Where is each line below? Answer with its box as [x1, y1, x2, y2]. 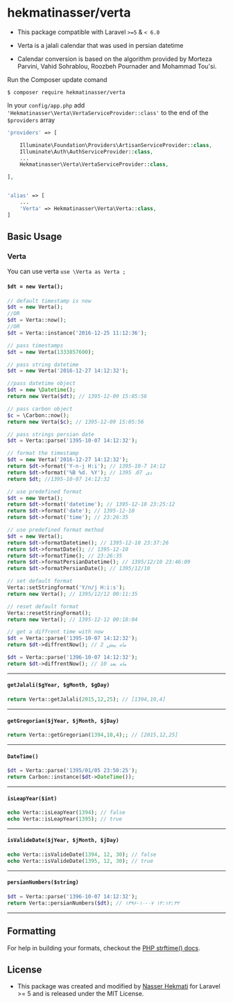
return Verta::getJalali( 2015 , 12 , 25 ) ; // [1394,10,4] [7, 696, 166, 703]
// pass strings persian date [7, 431, 95, 438]
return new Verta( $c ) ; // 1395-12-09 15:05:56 [7, 418, 144, 425]
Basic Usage [7, 231, 62, 243]
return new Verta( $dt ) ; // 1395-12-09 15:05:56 [7, 393, 148, 400]
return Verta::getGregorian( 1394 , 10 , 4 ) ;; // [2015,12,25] [7, 732, 178, 739]
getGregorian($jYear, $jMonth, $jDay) [7, 717, 119, 724]
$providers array [7, 116, 55, 124]
